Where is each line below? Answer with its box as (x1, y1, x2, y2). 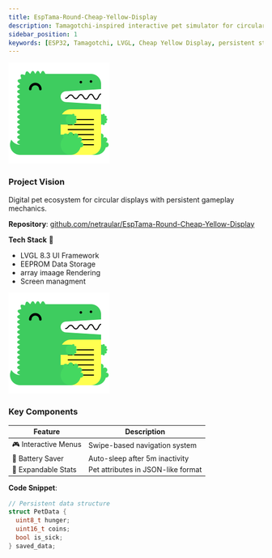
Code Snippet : (8, 483, 58, 492)
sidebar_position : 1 (8, 30, 79, 38)
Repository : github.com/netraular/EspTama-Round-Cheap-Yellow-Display (8, 219, 255, 228)
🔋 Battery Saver (11, 454, 64, 463)
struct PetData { (8, 508, 67, 516)
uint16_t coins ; (15, 525, 70, 534)
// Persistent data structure (8, 499, 111, 508)
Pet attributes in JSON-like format (88, 465, 202, 475)
